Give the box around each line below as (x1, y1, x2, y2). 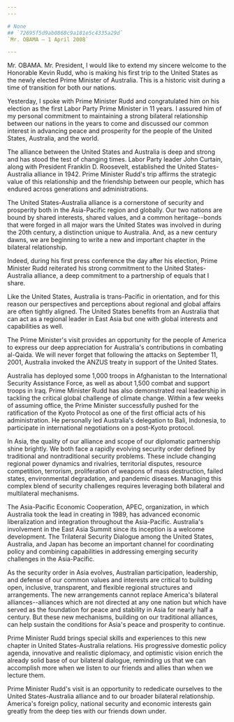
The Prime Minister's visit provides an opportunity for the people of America (7, 336, 227, 344)
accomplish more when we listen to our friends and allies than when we (7, 664, 214, 672)
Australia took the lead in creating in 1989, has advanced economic (7, 510, 200, 518)
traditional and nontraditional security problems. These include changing (7, 452, 217, 460)
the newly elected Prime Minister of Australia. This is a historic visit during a (7, 76, 226, 85)
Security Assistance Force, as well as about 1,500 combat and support (7, 379, 210, 388)
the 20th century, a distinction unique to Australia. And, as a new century (7, 228, 218, 236)
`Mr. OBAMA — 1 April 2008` (7, 36, 89, 43)
